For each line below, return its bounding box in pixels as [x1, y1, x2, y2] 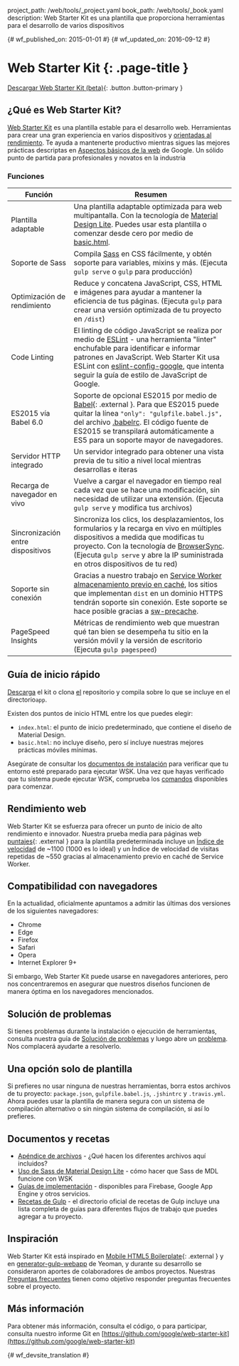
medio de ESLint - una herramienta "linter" [73, 334, 217, 344]
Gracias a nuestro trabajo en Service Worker [73, 570, 222, 580]
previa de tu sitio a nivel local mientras [73, 456, 201, 466]
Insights [11, 636, 38, 646]
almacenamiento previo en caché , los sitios [73, 580, 218, 590]
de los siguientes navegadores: [7, 907, 99, 915]
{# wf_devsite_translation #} [7, 1350, 90, 1359]
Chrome [17, 920, 42, 929]
